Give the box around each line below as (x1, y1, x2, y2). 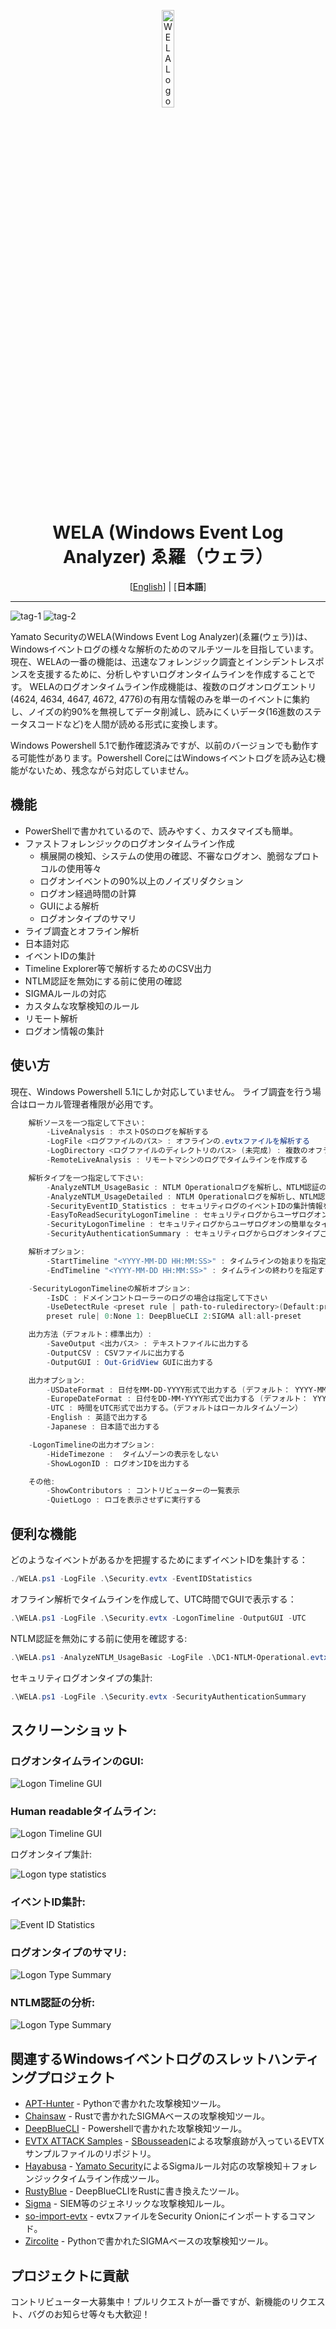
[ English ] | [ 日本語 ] (129, 580, 207, 592)
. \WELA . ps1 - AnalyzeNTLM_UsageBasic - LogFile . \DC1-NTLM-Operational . (10, 1652, 311, 1662)
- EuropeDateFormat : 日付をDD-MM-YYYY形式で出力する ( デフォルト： (46, 1394, 309, 1404)
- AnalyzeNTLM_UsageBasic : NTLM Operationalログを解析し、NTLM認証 (46, 1182, 320, 1192)
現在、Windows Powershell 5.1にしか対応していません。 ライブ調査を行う (10, 1085, 313, 1097)
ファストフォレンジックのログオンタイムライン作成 (24, 837, 235, 849)
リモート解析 (24, 1012, 78, 1024)
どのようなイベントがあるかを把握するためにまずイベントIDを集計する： (10, 1554, 308, 1565)
